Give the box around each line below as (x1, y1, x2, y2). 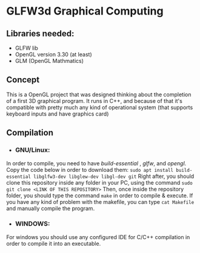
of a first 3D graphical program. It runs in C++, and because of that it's (6, 97, 183, 104)
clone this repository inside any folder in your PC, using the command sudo (6, 179, 193, 186)
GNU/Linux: (15, 146, 50, 154)
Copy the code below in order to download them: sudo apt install (6, 166, 174, 173)
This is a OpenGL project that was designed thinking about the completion (6, 91, 192, 98)
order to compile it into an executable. (6, 240, 101, 247)
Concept (6, 74, 40, 85)
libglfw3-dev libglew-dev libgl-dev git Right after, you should (33, 172, 195, 180)
